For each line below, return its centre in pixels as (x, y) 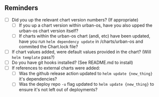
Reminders (21, 8)
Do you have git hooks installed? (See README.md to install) (72, 62)
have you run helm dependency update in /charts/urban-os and (81, 41)
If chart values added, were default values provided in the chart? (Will (81, 52)
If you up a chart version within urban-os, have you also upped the (86, 25)
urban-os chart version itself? (49, 31)
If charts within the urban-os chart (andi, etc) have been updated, (84, 36)
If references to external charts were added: (56, 68)
